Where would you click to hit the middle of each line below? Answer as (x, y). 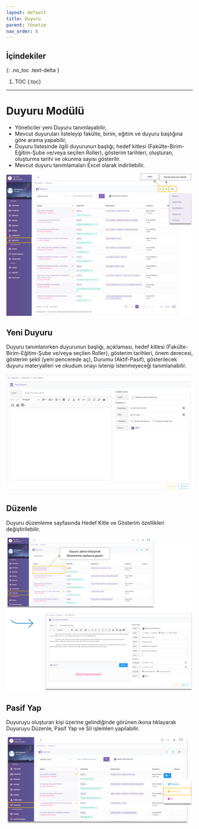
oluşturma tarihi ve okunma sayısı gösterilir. (68, 159)
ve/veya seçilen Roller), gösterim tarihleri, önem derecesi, (123, 353)
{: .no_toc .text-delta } (33, 70)
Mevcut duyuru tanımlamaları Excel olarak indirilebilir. (80, 165)
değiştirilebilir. (23, 529)
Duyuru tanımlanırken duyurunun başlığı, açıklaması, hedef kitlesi (85, 347)
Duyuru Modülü (45, 111)
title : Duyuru (24, 19)
